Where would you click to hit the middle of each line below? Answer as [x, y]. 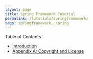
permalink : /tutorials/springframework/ [47, 18]
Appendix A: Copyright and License [48, 51]
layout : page [18, 9]
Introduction [24, 46]
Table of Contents [23, 37]
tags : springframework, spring [37, 23]
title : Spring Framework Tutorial [40, 14]
